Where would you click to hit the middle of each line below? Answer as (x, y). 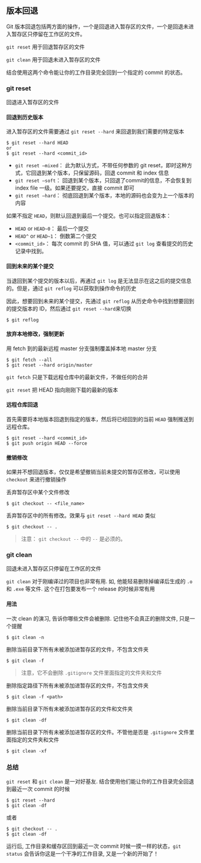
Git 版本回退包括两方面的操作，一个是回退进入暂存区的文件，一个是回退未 (97, 26)
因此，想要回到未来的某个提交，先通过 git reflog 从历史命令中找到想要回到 (100, 301)
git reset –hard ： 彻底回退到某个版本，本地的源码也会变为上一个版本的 (104, 196)
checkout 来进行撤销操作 (36, 480)
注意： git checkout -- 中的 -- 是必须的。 (73, 539)
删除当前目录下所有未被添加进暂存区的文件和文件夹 (70, 708)
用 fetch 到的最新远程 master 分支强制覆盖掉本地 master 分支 (82, 348)
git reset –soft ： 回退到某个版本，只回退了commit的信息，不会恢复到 (103, 181)
